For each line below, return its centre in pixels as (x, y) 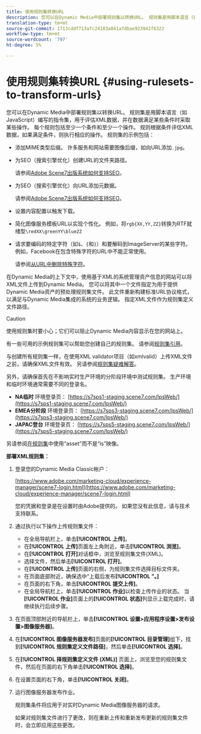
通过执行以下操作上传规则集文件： (57, 526)
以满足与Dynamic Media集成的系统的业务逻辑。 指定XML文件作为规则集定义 (100, 299)
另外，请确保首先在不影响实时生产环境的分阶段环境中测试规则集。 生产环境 (99, 376)
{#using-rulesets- (148, 82)
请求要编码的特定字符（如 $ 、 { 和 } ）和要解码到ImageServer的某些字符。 (103, 243)
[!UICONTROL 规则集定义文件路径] (63, 646)
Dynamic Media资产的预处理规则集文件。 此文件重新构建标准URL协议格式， (99, 291)
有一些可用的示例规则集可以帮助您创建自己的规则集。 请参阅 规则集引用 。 (96, 343)
